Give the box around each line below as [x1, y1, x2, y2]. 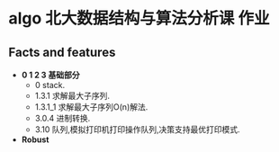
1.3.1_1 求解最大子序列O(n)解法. [34, 102, 148, 112]
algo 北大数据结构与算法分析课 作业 [8, 8, 270, 29]
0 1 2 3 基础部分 [21, 69, 80, 80]
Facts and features [8, 44, 116, 59]
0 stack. [34, 80, 65, 90]
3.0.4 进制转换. [34, 113, 91, 123]
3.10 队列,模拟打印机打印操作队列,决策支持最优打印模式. [34, 124, 240, 135]
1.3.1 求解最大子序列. [34, 91, 110, 101]
